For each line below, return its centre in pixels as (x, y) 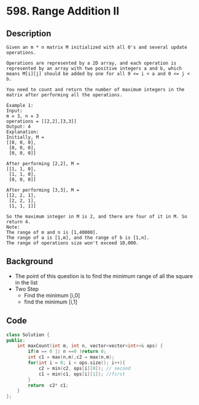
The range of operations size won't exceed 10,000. (72, 243)
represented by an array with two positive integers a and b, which (94, 68)
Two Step (27, 289)
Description (29, 34)
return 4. (19, 222)
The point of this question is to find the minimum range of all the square (104, 276)
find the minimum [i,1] (51, 302)
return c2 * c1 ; (48, 385)
